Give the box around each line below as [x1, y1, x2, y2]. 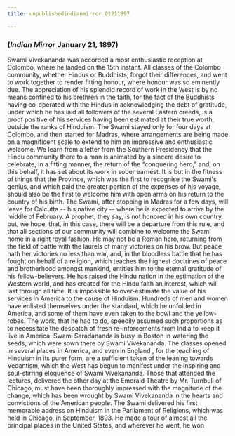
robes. [7, 317, 26, 325]
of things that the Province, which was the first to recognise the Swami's [7, 175, 217, 183]
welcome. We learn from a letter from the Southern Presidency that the [7, 145, 213, 153]
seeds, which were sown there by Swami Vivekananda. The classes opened [7, 338, 227, 348]
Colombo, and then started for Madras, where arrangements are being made [7, 130, 229, 138]
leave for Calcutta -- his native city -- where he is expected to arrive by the [7, 204, 224, 213]
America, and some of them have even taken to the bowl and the [7, 309, 194, 317]
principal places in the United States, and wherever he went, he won [7, 421, 205, 429]
